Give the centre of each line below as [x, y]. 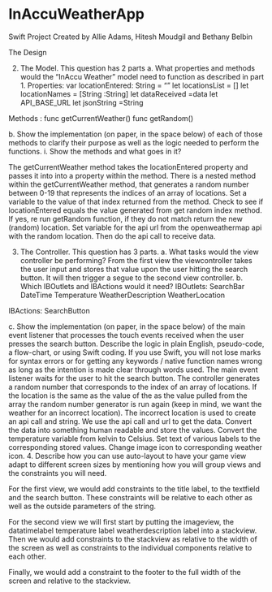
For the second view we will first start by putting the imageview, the [121, 521]
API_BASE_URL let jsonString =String [82, 102]
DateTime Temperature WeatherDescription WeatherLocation [123, 295]
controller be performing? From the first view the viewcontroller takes [136, 260]
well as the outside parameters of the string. [82, 506]
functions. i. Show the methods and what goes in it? [95, 151]
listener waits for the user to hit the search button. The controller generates [134, 378]
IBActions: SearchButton [50, 310]
